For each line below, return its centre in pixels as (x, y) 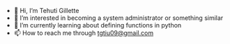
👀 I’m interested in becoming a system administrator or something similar (118, 18)
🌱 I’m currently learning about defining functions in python (98, 25)
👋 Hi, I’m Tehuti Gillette (46, 11)
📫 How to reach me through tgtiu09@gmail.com (84, 33)
